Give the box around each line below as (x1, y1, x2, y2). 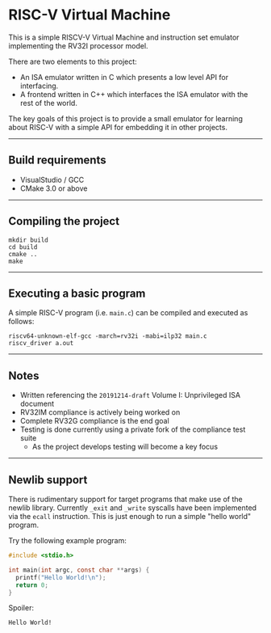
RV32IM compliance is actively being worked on (19, 407, 181, 417)
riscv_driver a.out (8, 340, 74, 348)
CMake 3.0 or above (19, 184, 88, 193)
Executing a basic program (8, 286, 146, 300)
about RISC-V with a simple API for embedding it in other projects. (8, 122, 228, 132)
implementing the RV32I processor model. (8, 40, 148, 50)
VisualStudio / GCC (19, 175, 85, 184)
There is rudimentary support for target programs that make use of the (8, 495, 244, 504)
